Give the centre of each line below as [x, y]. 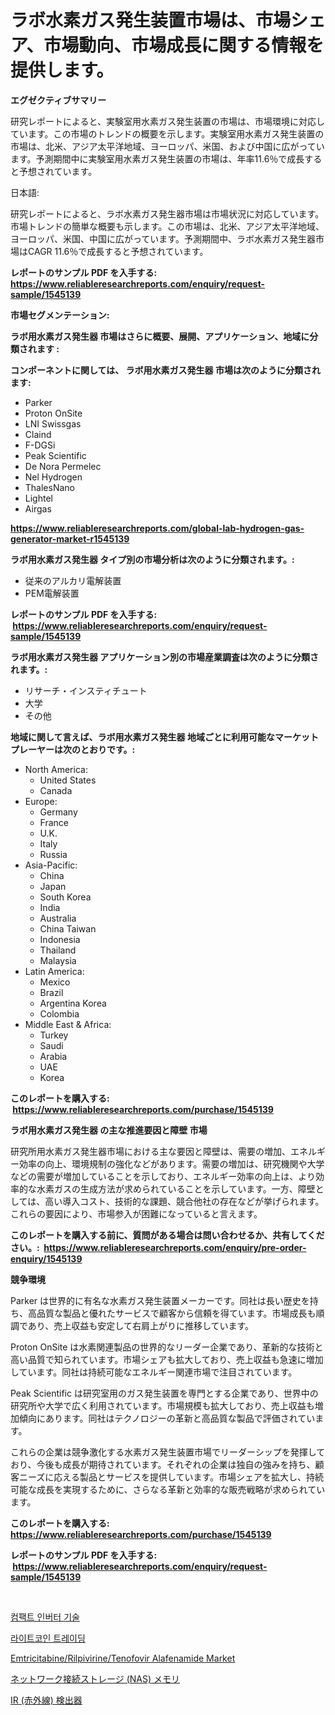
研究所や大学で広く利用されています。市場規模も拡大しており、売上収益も [162, 1405]
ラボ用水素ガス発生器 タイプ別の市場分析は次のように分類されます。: [152, 559]
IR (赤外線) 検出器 [46, 1700]
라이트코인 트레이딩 [48, 1638]
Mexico [55, 982]
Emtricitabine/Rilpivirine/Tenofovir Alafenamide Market [123, 1658]
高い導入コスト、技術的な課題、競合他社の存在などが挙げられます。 [184, 1201]
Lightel [38, 498]
